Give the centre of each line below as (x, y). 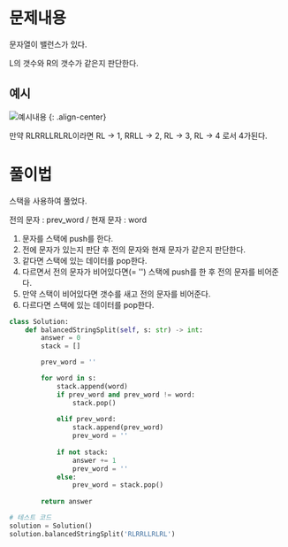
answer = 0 (61, 338)
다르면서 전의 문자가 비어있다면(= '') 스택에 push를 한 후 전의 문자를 (139, 272)
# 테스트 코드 (30, 518)
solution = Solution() (51, 526)
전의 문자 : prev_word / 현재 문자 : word (78, 220)
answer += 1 (94, 460)
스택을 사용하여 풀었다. (48, 201)
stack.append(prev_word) (118, 428)
